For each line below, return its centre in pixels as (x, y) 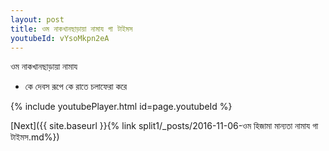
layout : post (37, 19)
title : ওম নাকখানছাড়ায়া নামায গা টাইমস (71, 29)
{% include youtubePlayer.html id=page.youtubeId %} (121, 107)
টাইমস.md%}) (35, 137)
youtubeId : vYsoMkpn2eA (60, 38)
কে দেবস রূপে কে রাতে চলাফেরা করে (76, 87)
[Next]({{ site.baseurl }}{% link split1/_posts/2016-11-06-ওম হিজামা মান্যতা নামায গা (164, 126)
